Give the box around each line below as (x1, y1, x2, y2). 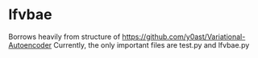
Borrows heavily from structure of (8, 32, 121, 41)
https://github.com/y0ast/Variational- (122, 32, 246, 41)
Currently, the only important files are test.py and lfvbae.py (53, 40, 250, 49)
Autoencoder (8, 40, 52, 49)
